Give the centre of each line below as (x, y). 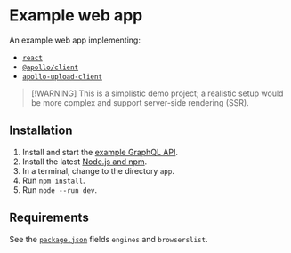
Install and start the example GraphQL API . (100, 152)
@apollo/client (50, 67)
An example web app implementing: (75, 40)
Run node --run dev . (60, 190)
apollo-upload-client (62, 76)
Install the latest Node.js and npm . (85, 162)
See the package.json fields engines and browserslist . (109, 239)
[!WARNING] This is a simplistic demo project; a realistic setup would (157, 93)
